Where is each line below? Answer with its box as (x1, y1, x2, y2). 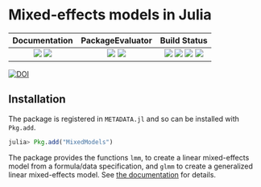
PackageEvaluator (81, 35, 153, 46)
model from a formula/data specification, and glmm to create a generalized (8, 161, 254, 171)
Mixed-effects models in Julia (8, 6, 212, 24)
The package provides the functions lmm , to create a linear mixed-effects (8, 152, 250, 162)
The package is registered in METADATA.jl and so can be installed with (8, 114, 240, 123)
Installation (8, 93, 66, 106)
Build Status (159, 35, 208, 46)
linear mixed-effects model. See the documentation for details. (8, 169, 216, 179)
